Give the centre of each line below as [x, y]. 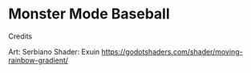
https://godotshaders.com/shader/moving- [172, 51]
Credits [20, 36]
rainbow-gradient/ [38, 60]
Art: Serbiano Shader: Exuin [54, 51]
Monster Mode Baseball [89, 14]
